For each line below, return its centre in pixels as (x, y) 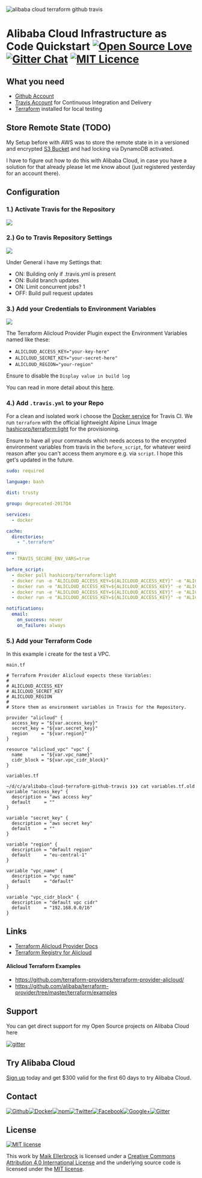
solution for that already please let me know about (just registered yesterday (101, 166)
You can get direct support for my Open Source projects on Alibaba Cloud (98, 1026)
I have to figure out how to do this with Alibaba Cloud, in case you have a (96, 160)
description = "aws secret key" (52, 823)
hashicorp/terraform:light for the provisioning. (63, 429)
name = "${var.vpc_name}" (52, 755)
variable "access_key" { (37, 792)
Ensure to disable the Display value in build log (68, 376)
